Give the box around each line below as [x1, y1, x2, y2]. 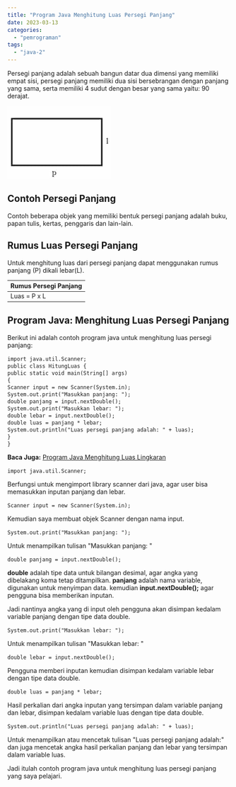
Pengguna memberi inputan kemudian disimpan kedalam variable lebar [7, 666, 214, 674]
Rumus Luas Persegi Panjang [7, 239, 138, 251]
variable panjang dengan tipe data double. [7, 612, 131, 621]
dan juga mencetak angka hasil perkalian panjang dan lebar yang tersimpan [7, 742, 228, 751]
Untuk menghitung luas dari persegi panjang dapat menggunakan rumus [7, 259, 219, 267]
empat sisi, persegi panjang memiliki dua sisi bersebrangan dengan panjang [7, 77, 229, 85]
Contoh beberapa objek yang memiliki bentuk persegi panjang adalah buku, [7, 211, 228, 220]
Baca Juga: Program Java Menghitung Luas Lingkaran [7, 453, 166, 461]
